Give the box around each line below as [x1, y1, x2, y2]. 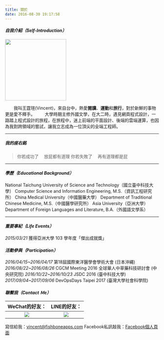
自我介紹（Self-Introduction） [5, 27, 67, 33]
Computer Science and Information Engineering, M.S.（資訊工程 [14, 188, 143, 194]
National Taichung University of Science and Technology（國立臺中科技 [5, 182, 149, 188]
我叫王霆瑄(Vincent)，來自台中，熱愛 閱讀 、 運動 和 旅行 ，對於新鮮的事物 [14, 105, 156, 111]
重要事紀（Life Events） [5, 223, 54, 229]
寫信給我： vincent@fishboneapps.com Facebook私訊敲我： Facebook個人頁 [5, 324, 158, 330]
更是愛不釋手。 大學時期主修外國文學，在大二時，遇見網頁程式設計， [5, 111, 152, 117]
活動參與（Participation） [5, 247, 58, 253]
